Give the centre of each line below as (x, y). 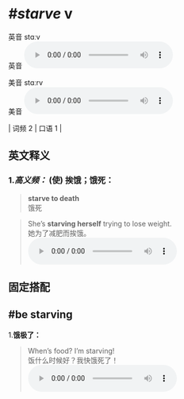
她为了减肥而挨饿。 (59, 233)
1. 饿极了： (25, 335)
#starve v (40, 14)
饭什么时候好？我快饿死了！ (73, 360)
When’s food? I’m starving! (71, 351)
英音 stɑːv (25, 37)
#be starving (40, 315)
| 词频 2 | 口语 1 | (35, 128)
